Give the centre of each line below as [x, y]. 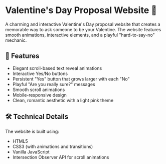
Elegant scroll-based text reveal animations [57, 68]
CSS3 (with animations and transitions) [53, 146]
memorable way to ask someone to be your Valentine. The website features [83, 29]
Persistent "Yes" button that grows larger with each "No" [71, 79]
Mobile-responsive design [39, 95]
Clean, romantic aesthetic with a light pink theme [63, 100]
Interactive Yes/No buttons [40, 73]
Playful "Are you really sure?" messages [54, 84]
